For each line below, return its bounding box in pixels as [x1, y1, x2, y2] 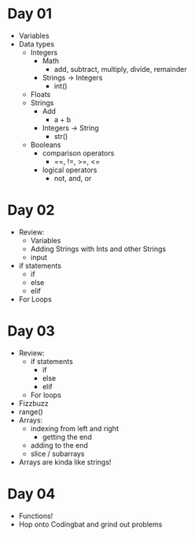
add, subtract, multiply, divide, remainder [53, 64, 187, 73]
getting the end [42, 432, 92, 441]
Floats [30, 89, 51, 99]
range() [18, 407, 44, 416]
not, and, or [53, 173, 92, 182]
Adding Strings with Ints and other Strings [30, 244, 167, 253]
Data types [18, 39, 55, 48]
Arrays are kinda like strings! [18, 457, 112, 467]
